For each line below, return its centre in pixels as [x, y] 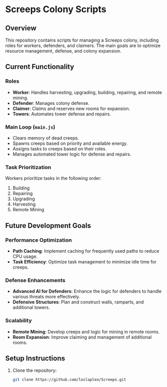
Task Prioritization [28, 167]
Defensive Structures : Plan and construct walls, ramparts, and [78, 302]
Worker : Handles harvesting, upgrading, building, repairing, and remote [87, 92]
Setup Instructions [35, 358]
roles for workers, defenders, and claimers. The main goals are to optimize [83, 46]
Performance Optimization [39, 240]
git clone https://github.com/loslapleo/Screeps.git [69, 380]
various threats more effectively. [46, 297]
